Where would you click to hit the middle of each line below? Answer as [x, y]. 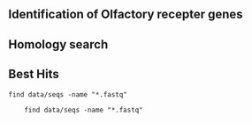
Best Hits [34, 74]
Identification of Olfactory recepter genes [126, 14]
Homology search [58, 44]
